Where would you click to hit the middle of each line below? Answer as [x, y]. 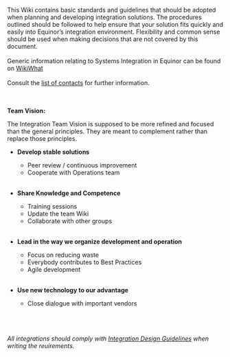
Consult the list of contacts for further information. [78, 83]
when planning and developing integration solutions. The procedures [105, 17]
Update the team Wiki [58, 214]
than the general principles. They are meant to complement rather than [107, 131]
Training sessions [52, 206]
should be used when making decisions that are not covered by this [103, 39]
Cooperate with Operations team [73, 172]
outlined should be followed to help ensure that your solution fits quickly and [115, 24]
